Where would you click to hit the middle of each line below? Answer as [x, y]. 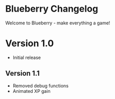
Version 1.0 [30, 43]
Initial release [27, 57]
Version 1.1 [22, 73]
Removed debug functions [41, 86]
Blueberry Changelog [52, 9]
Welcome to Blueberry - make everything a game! [58, 23]
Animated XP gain [31, 91]
